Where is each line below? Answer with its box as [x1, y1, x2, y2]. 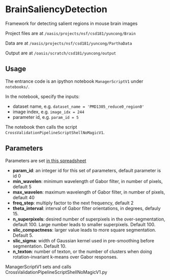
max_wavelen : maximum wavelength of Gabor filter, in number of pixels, [12, 189, 165, 195]
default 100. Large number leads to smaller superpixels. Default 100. [12, 221, 156, 227]
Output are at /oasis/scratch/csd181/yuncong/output [5, 50, 117, 56]
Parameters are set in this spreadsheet [5, 158, 87, 164]
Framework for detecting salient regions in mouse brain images [5, 20, 138, 26]
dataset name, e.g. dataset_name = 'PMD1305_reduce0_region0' [12, 103, 145, 109]
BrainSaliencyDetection [5, 4, 108, 15]
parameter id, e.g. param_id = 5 [12, 114, 79, 120]
